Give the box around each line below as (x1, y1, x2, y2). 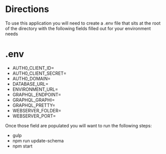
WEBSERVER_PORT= (12, 113, 56, 119)
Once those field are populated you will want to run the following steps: (5, 122, 152, 128)
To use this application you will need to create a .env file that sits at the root (5, 20, 161, 26)
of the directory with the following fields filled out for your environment (5, 25, 151, 31)
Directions (5, 4, 49, 15)
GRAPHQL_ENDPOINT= (12, 91, 61, 97)
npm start (12, 143, 32, 149)
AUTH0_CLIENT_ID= (12, 65, 54, 71)
